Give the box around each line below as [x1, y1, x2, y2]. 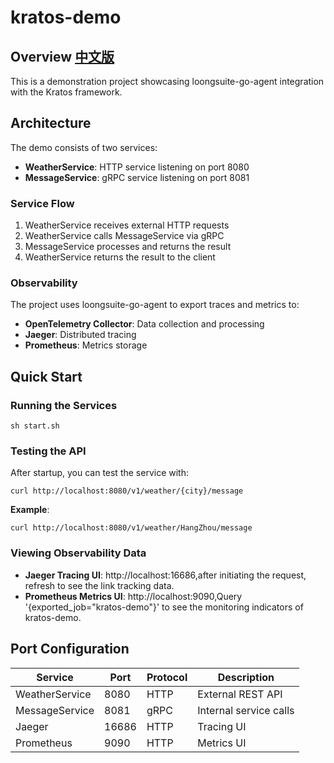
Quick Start [10, 368, 83, 385]
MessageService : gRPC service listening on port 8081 [24, 171, 250, 183]
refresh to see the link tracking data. [24, 579, 175, 591]
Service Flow [10, 196, 75, 210]
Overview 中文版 [10, 48, 115, 65]
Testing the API [10, 444, 87, 458]
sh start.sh [10, 421, 60, 431]
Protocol [146, 670, 188, 684]
